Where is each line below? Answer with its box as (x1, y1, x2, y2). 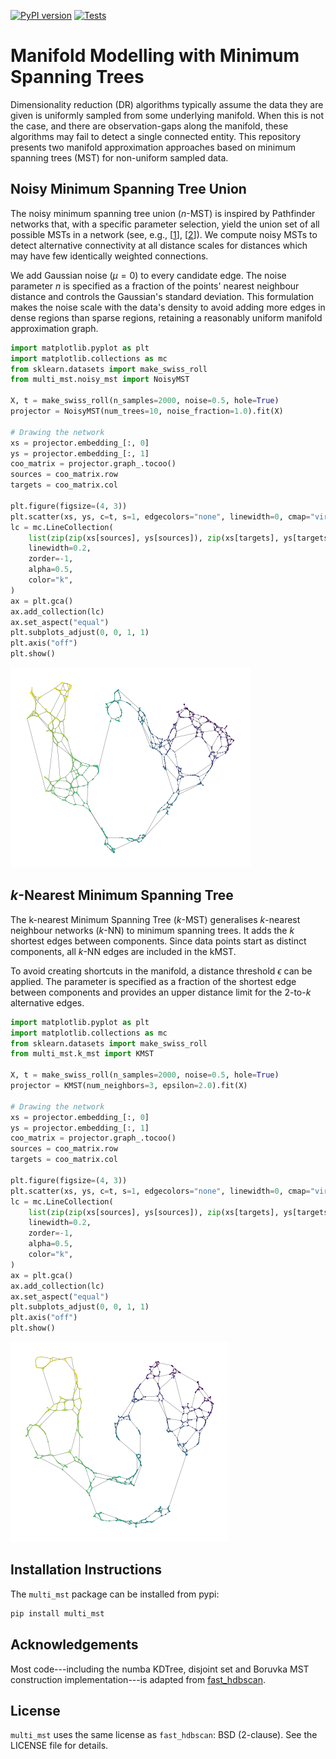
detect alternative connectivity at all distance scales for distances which (10, 239, 308, 251)
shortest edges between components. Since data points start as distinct (10, 935, 307, 947)
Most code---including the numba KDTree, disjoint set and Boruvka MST (10, 1663, 310, 1675)
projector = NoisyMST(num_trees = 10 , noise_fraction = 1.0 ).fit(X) (10, 406, 284, 416)
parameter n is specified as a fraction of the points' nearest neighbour (10, 280, 300, 292)
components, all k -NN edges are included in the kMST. (10, 945, 237, 957)
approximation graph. (10, 322, 99, 334)
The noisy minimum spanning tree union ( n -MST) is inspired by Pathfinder (10, 207, 316, 219)
